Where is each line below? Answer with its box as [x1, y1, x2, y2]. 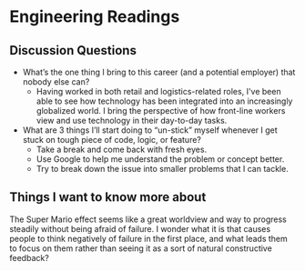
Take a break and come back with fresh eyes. [36, 144, 208, 155]
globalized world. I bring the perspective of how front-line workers [36, 105, 286, 115]
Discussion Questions [9, 43, 137, 58]
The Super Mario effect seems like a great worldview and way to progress [9, 214, 287, 225]
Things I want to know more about [9, 189, 207, 206]
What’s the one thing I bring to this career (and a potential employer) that [22, 66, 296, 77]
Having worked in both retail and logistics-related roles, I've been [36, 86, 281, 96]
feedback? [9, 252, 50, 263]
